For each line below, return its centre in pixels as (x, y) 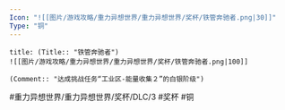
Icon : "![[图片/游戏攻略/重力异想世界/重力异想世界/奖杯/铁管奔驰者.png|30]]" (143, 17)
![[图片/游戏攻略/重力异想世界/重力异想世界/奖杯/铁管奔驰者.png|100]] (129, 62)
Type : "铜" (29, 26)
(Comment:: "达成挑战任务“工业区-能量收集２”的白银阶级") (107, 79)
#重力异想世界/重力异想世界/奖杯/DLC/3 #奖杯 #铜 (102, 97)
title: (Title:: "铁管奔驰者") (64, 52)
